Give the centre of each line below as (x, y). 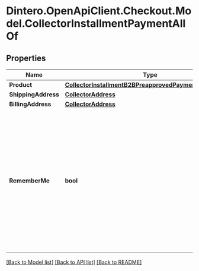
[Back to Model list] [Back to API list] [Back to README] (74, 262)
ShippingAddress (34, 94)
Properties (26, 58)
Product (21, 85)
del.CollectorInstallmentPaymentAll (96, 23)
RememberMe (30, 181)
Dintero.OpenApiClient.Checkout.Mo (99, 11)
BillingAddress (30, 104)
